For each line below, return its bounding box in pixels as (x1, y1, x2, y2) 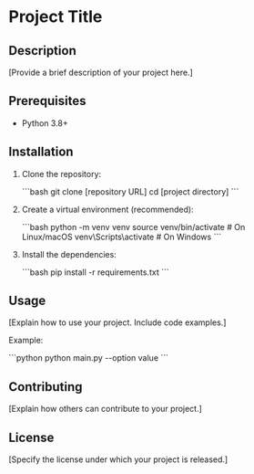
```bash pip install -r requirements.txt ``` (21, 267, 169, 278)
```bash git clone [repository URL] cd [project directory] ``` (21, 185, 239, 197)
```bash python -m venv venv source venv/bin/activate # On (21, 221, 246, 232)
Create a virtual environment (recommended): (21, 204, 194, 215)
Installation (8, 144, 74, 160)
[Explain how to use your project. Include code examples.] (8, 317, 227, 328)
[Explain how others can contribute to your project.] (8, 404, 202, 415)
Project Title (8, 6, 103, 27)
